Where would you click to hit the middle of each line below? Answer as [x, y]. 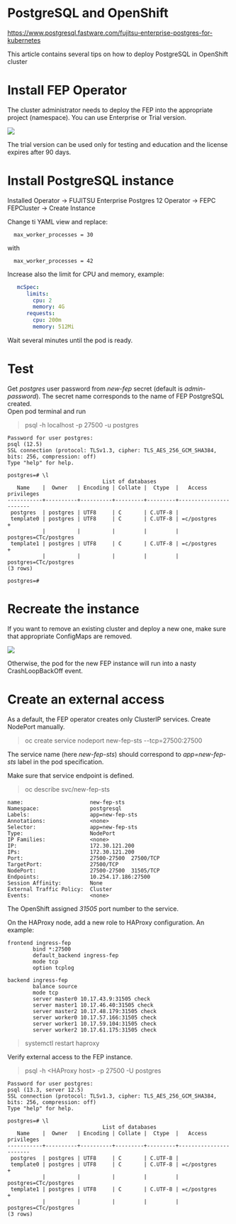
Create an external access [86, 699]
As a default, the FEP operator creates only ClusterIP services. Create [109, 719]
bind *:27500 [52, 949]
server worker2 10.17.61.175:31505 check [95, 1030]
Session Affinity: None [55, 883]
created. [19, 403]
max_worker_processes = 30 [54, 235]
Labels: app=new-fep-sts [73, 814]
